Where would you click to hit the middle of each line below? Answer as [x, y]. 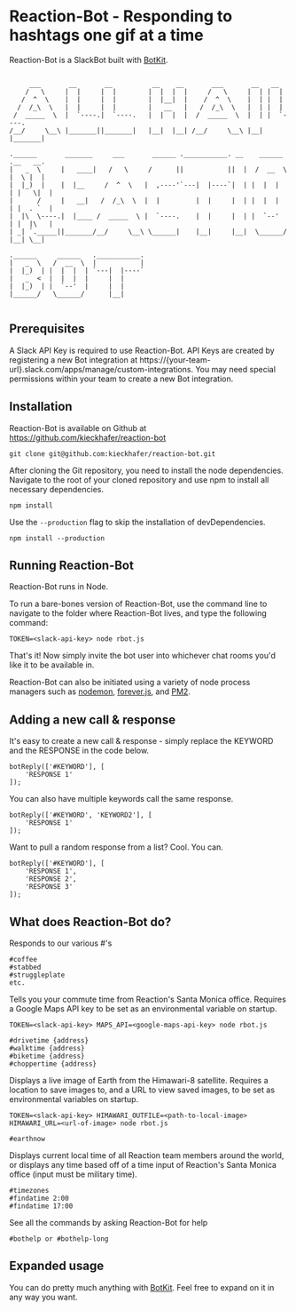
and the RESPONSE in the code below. [79, 751]
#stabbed [25, 967]
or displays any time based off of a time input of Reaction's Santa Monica [143, 1165]
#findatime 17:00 [41, 1206]
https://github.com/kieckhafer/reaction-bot [88, 437]
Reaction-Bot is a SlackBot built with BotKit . [89, 60]
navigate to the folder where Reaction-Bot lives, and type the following [138, 613]
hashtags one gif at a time [106, 35]
